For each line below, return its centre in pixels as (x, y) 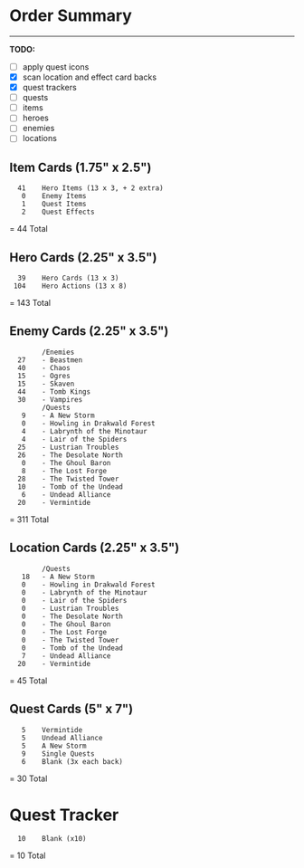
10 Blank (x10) (52, 839)
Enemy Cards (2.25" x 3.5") (89, 331)
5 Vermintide (52, 730)
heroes (36, 118)
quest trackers (49, 88)
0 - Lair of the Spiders (74, 600)
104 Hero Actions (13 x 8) (70, 286)
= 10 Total (28, 855)
